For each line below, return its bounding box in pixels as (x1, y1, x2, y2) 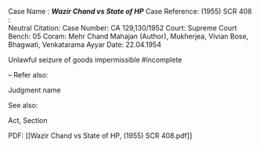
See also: (8, 101, 38, 110)
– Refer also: (8, 70, 49, 79)
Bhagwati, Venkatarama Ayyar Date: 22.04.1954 (8, 40, 162, 49)
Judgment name (8, 85, 61, 95)
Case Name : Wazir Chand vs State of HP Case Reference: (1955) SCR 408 (8, 7, 252, 16)
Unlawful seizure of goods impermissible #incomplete (8, 55, 182, 64)
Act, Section (8, 116, 48, 125)
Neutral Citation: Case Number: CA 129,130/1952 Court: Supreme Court (8, 23, 237, 32)
